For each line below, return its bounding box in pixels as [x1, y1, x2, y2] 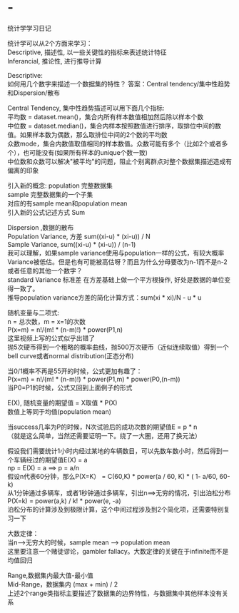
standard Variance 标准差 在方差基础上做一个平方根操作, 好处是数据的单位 [7, 275, 225, 284]
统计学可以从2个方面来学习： [7, 39, 93, 47]
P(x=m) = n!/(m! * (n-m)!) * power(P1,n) [7, 325, 123, 334]
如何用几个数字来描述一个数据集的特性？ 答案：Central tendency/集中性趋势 [7, 79, 230, 88]
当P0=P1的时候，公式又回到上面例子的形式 [7, 383, 133, 392]
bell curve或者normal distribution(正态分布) [7, 351, 134, 360]
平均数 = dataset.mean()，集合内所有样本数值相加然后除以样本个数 [7, 112, 204, 121]
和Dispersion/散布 [7, 88, 61, 97]
